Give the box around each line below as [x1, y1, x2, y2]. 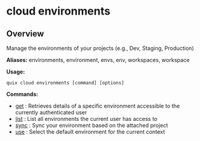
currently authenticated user [15, 109, 87, 116]
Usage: [6, 68, 26, 75]
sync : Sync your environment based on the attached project [15, 122, 168, 129]
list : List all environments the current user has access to [15, 115, 158, 122]
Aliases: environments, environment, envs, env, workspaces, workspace [6, 57, 190, 63]
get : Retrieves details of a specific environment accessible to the [15, 102, 180, 109]
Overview [6, 29, 45, 39]
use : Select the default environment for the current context [15, 128, 165, 135]
